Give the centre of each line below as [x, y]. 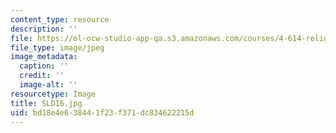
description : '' [44, 29]
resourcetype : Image [53, 94]
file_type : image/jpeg [57, 47]
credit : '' [42, 76]
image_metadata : [44, 57]
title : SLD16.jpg [46, 103]
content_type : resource [60, 19]
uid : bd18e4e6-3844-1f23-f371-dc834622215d [102, 112]
